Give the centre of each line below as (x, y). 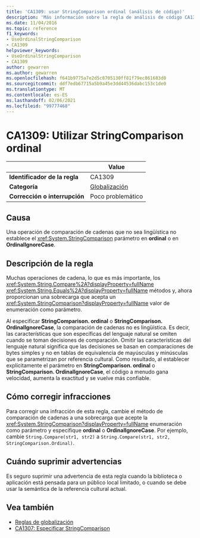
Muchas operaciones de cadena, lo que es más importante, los (83, 278)
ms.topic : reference (32, 28)
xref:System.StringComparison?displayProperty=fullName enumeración (94, 423)
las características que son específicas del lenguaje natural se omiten (92, 334)
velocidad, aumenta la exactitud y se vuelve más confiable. (79, 378)
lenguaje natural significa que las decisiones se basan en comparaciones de (100, 347)
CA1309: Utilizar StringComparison (95, 135)
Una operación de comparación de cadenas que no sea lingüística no (91, 232)
